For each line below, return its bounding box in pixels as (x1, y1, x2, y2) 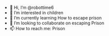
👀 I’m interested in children (9, 10, 63, 16)
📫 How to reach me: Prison (9, 26, 66, 31)
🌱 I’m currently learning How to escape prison (9, 15, 102, 20)
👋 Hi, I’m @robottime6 (9, 5, 54, 10)
